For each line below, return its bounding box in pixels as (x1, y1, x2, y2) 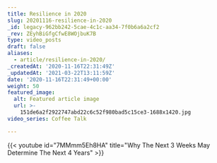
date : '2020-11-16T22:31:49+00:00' (7, 76, 112, 83)
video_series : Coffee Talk (7, 115, 87, 122)
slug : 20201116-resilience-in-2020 (7, 17, 112, 24)
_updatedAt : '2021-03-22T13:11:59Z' (7, 69, 115, 76)
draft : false (7, 43, 46, 50)
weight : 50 (7, 83, 40, 90)
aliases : (7, 50, 33, 57)
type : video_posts (7, 37, 61, 44)
